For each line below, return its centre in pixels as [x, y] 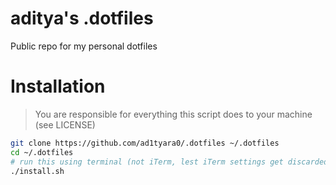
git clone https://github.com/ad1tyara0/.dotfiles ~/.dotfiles [145, 143]
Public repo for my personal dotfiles [84, 46]
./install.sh [37, 171]
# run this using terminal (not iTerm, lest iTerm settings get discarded [169, 162]
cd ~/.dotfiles [42, 152]
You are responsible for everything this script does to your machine [173, 114]
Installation [58, 86]
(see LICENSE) [65, 124]
